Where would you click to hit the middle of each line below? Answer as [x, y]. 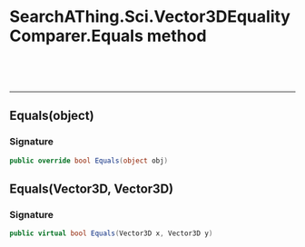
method [177, 36]
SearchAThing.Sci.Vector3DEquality [150, 17]
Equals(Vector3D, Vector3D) [92, 188]
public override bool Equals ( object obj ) [89, 161]
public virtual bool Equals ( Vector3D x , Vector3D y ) [111, 233]
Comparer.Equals [76, 36]
